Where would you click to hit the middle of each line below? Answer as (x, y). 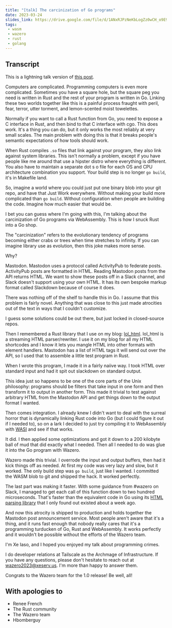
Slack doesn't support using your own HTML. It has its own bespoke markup (86, 282)
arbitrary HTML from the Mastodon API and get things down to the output (83, 397)
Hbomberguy (27, 620)
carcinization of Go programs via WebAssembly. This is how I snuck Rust (82, 219)
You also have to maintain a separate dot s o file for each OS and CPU (79, 167)
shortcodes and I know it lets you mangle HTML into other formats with (80, 344)
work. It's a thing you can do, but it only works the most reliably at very (80, 130)
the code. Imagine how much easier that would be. (59, 204)
